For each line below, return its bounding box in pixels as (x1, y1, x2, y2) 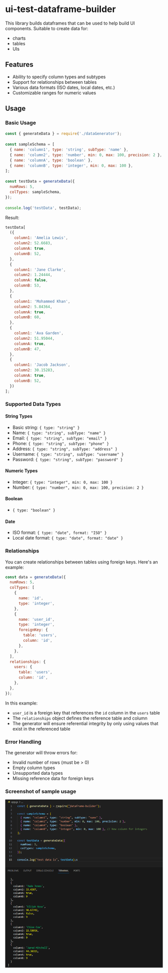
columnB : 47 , (14, 346, 41, 352)
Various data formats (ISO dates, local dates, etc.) (12, 84, 115, 90)
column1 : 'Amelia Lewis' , (14, 235, 68, 240)
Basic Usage (5, 119, 36, 126)
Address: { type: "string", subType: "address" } (12, 446, 117, 452)
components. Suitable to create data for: (5, 25, 88, 31)
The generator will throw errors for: (5, 750, 77, 756)
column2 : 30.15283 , (14, 368, 55, 373)
